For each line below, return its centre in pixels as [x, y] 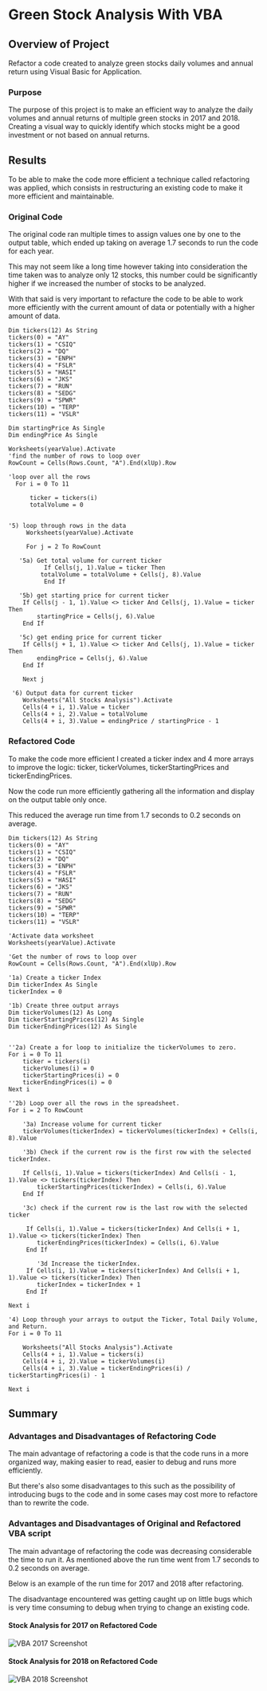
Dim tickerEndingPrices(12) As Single [73, 1026]
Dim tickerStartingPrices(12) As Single [77, 1019]
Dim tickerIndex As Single [53, 985]
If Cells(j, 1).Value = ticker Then [104, 568]
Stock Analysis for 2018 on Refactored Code [83, 1662]
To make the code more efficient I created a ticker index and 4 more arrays [131, 758]
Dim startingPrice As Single [57, 428]
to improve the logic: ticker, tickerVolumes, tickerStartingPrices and [119, 767]
